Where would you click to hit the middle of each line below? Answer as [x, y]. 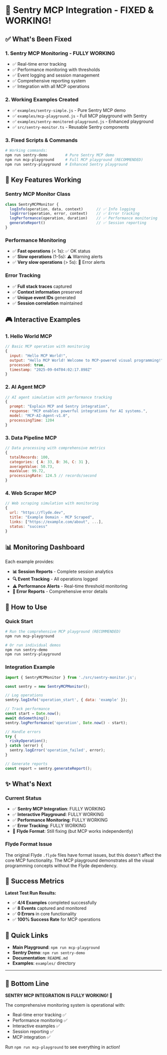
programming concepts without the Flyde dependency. [61, 865]
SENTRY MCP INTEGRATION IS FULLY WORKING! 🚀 [59, 995]
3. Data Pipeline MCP [31, 438]
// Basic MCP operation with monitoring [48, 347]
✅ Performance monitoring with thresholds [56, 70]
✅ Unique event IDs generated [44, 297]
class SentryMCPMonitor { [32, 204]
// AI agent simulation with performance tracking [59, 397]
